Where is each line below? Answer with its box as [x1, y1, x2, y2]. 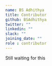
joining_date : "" [5, 36, 42, 41]
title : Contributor [5, 12, 47, 17]
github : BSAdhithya [5, 17, 47, 22]
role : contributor [5, 41, 47, 46]
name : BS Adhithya [5, 7, 44, 13]
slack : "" [5, 31, 27, 36]
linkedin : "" [5, 27, 33, 32]
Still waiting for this [5, 55, 46, 61]
